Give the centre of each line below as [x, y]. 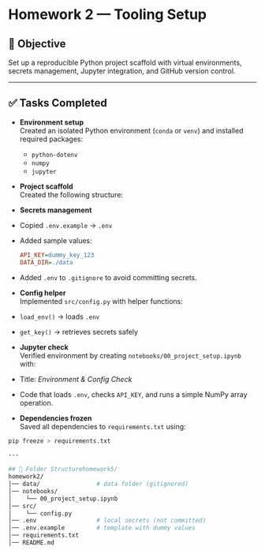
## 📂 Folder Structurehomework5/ [63, 470]
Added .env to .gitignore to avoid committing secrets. [108, 277]
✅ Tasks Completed [58, 103]
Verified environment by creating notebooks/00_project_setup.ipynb [131, 355]
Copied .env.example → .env [66, 225]
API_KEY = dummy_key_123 [57, 255]
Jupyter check [44, 347]
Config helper [43, 293]
